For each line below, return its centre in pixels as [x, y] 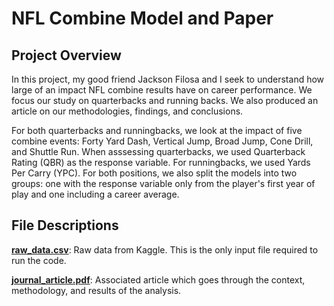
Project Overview [66, 55]
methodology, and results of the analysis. [96, 290]
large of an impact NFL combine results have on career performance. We [162, 90]
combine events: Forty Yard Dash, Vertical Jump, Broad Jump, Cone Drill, [162, 141]
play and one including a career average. [95, 194]
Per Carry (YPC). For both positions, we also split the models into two [154, 173]
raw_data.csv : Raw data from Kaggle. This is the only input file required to [165, 249]
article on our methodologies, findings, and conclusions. [127, 111]
